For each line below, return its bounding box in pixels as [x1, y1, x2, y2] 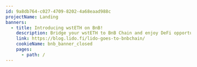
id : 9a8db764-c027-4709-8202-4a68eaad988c [5, 8, 111, 15]
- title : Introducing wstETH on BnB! [11, 24, 103, 31]
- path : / [21, 52, 45, 58]
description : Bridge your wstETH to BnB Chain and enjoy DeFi [16, 30, 172, 36]
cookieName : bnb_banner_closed [16, 41, 93, 47]
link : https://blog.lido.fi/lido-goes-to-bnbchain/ [16, 36, 145, 41]
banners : [5, 19, 27, 25]
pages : [16, 47, 32, 52]
